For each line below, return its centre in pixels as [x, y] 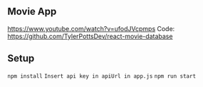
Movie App [32, 12]
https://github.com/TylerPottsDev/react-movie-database [90, 36]
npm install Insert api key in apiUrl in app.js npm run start [102, 76]
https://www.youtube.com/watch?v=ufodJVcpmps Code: [91, 28]
